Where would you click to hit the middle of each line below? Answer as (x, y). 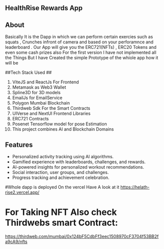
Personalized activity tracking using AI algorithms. (63, 157)
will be (12, 63)
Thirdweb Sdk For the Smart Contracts (51, 108)
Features (19, 145)
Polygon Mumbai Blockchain (41, 103)
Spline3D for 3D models (36, 93)
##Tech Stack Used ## (28, 72)
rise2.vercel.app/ (22, 192)
